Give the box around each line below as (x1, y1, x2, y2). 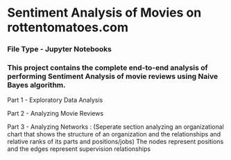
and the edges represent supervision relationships (7, 145, 151, 153)
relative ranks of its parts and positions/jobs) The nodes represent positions (7, 137, 224, 146)
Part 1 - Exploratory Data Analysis (7, 96, 103, 105)
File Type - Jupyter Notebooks (7, 44, 112, 54)
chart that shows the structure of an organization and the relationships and (7, 130, 221, 139)
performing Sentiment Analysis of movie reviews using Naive (7, 71, 219, 81)
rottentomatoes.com (7, 19, 128, 35)
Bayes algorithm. (7, 80, 66, 90)
